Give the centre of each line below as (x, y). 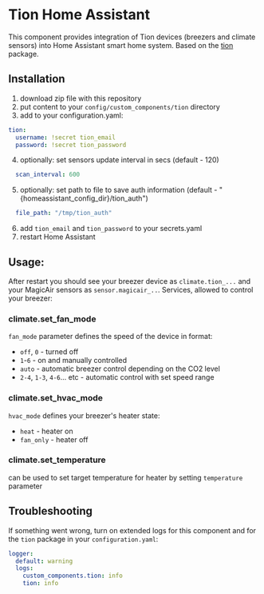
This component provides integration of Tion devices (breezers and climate (132, 37)
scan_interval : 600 (48, 175)
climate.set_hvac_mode (56, 398)
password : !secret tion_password (71, 145)
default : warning (44, 561)
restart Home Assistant (57, 237)
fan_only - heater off (54, 439)
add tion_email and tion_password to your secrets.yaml (111, 229)
